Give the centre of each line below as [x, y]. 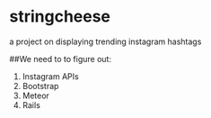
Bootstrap [40, 86]
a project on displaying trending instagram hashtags [105, 41]
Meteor [35, 95]
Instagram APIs [50, 76]
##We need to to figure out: [61, 59]
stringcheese [60, 17]
